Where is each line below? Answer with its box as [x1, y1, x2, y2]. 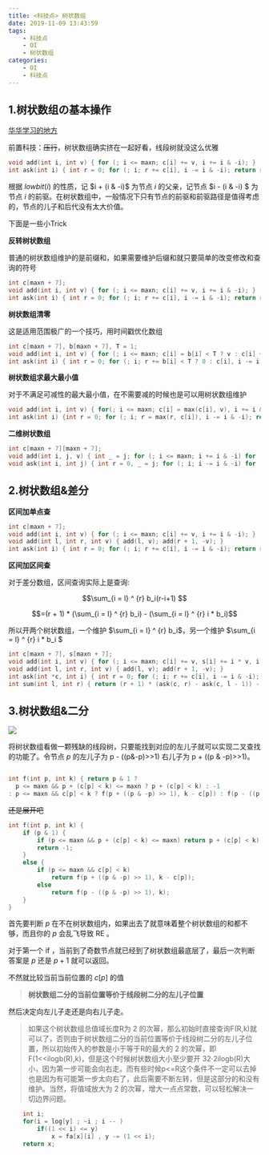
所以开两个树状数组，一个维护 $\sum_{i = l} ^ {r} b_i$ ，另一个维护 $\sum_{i [8, 626, 256, 636]
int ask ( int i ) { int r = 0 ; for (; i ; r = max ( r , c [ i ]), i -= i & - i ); [8, 414, 253, 422]
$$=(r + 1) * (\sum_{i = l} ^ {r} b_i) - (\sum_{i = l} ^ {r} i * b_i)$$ [31, 609, 238, 619]
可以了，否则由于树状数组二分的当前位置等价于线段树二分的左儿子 [27, 1034, 246, 1044]
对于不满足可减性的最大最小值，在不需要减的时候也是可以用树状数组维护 [8, 390, 247, 399]
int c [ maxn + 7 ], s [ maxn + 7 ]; [8, 650, 113, 658]
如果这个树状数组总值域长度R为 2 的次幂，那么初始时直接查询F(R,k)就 [27, 1024, 258, 1034]
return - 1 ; [37, 843, 74, 852]
